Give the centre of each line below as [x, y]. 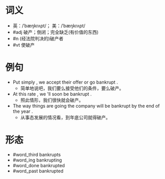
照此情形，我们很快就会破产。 [52, 100]
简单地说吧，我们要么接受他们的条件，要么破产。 [72, 88]
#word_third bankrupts [37, 154]
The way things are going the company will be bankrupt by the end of [86, 106]
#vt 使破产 [24, 45]
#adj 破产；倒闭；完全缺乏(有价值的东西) [56, 32]
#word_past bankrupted [38, 171]
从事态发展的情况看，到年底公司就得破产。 [65, 117]
